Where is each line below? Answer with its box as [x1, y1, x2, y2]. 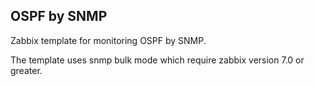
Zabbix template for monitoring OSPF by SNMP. [10, 34, 207, 46]
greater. [10, 64, 43, 76]
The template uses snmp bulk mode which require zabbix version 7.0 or [10, 54, 305, 66]
